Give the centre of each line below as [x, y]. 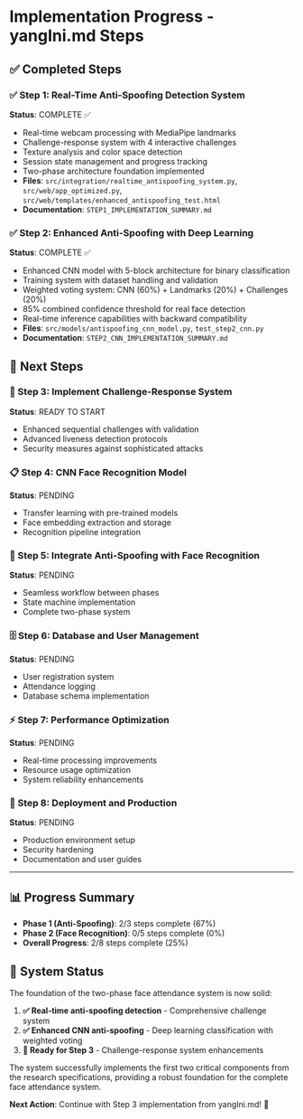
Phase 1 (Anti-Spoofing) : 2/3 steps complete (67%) [119, 924]
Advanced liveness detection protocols [95, 438]
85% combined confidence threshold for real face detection [134, 309]
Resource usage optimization [76, 770]
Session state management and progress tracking [115, 161]
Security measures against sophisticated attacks [113, 448]
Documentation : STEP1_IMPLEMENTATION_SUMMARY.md [117, 209]
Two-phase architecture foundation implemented [113, 171]
